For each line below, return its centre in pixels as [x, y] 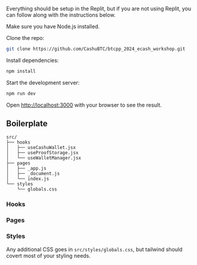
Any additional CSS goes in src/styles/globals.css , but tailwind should [95, 249]
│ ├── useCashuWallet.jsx [41, 148]
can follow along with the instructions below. [61, 15]
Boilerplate [27, 124]
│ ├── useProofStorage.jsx [42, 153]
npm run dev [21, 93]
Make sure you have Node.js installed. [53, 26]
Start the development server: [43, 82]
